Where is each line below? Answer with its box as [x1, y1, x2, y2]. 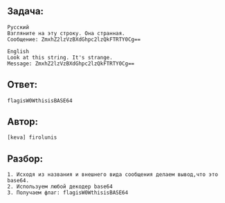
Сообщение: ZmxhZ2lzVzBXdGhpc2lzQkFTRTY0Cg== [7, 36, 141, 43]
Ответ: [7, 79, 38, 90]
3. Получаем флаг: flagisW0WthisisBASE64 [7, 189, 129, 196]
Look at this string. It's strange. [7, 54, 113, 61]
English [7, 48, 30, 55]
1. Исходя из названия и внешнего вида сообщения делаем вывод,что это [7, 171, 218, 178]
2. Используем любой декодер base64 [7, 183, 113, 191]
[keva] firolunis [7, 134, 57, 141]
